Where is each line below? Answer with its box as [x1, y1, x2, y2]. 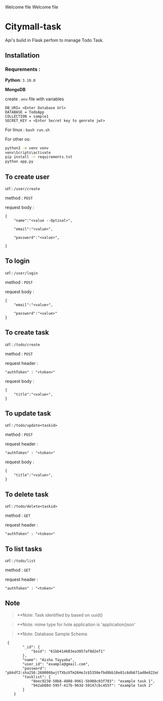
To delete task [5, 490, 49, 498]
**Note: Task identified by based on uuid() [16, 612, 103, 618]
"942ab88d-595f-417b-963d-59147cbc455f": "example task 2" [31, 683, 153, 688]
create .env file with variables [5, 96, 64, 102]
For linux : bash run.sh [5, 127, 50, 133]
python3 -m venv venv [5, 146, 49, 151]
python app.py [5, 159, 34, 164]
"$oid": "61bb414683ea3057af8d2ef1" [31, 649, 105, 654]
